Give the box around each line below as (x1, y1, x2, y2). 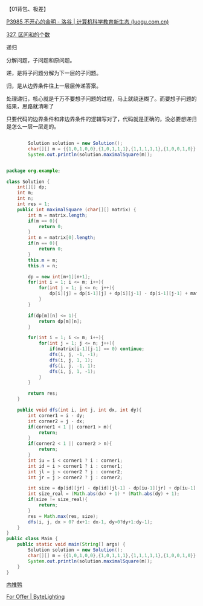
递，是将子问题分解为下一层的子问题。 (6, 69, 101, 77)
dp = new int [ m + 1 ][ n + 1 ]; (28, 273, 91, 279)
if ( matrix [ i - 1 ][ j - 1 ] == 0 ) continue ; (49, 346, 145, 352)
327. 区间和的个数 (6, 31, 50, 38)
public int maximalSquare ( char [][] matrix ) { (17, 206, 137, 212)
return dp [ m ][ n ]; (38, 318, 83, 324)
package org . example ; (6, 168, 61, 174)
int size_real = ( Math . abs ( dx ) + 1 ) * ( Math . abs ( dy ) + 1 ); (28, 491, 180, 497)
